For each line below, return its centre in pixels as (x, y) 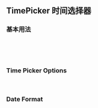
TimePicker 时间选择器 (49, 11)
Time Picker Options (37, 70)
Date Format (25, 99)
